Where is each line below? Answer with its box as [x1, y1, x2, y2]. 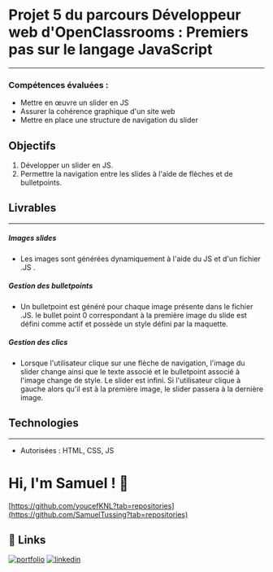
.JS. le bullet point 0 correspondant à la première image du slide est [19, 310, 248, 320]
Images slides [8, 234, 57, 243]
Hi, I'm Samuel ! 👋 [8, 474, 129, 492]
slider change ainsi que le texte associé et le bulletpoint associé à [19, 366, 240, 376]
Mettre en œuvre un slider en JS [19, 98, 129, 107]
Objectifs [8, 138, 57, 152]
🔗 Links [8, 533, 46, 547]
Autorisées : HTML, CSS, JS [19, 445, 115, 455]
